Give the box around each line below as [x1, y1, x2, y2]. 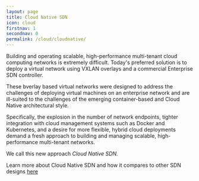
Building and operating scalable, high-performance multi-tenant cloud [6, 53, 178, 59]
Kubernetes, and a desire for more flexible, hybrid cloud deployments [6, 126, 176, 133]
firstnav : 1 [6, 25, 36, 31]
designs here [6, 168, 39, 175]
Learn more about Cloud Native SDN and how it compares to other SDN [6, 161, 181, 169]
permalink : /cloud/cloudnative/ [6, 36, 86, 42]
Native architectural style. [6, 102, 70, 109]
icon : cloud [6, 20, 36, 26]
